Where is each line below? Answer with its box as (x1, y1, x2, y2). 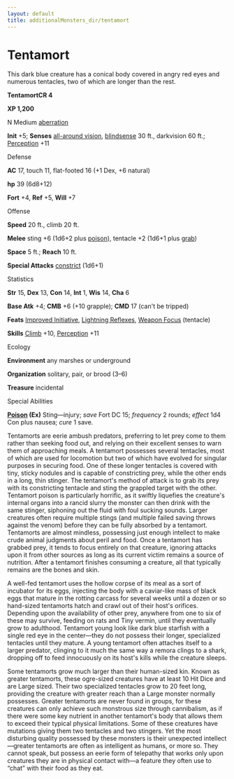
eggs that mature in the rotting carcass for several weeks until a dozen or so (7, 594, 227, 602)
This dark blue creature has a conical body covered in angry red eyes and (7, 70, 220, 78)
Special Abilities (7, 397, 54, 406)
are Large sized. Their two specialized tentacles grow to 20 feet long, (7, 682, 207, 691)
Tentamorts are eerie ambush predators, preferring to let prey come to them (7, 432, 226, 440)
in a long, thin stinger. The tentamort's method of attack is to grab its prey (7, 476, 219, 485)
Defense (7, 153, 32, 161)
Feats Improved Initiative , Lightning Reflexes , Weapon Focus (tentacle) (7, 316, 211, 324)
